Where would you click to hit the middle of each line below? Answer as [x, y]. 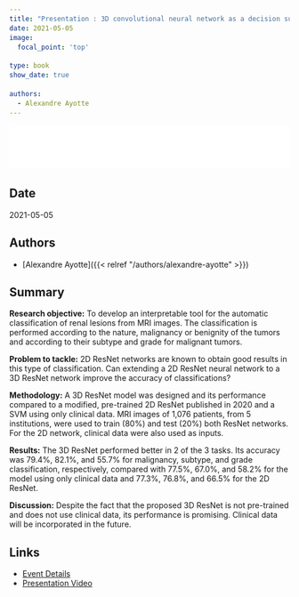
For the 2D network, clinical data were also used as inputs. [117, 433]
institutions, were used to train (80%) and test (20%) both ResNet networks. [149, 424]
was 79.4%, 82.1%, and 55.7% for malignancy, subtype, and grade [131, 460]
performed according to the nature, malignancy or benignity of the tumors [145, 333]
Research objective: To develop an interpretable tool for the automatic [139, 314]
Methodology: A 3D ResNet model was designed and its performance [138, 395]
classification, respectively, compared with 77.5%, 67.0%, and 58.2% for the [149, 469]
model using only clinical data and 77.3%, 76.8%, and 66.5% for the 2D [139, 479]
